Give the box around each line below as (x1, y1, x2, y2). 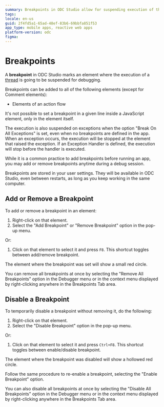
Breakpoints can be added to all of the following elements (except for (5, 86, 144, 92)
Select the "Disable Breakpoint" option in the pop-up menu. (12, 323, 132, 329)
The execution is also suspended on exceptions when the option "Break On (5, 125, 157, 131)
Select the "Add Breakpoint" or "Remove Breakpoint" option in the (12, 222, 145, 228)
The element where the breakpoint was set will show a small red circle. (5, 261, 148, 267)
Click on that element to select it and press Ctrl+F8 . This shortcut (12, 342, 144, 348)
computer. (5, 181, 26, 186)
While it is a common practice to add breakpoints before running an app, (5, 155, 151, 161)
